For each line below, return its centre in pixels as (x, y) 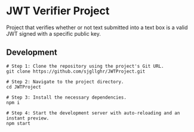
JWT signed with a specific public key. (54, 33)
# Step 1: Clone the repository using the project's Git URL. (85, 66)
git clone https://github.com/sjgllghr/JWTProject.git (76, 71)
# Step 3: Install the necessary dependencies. (67, 97)
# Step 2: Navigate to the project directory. (65, 81)
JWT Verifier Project (58, 11)
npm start (19, 123)
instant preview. (28, 118)
